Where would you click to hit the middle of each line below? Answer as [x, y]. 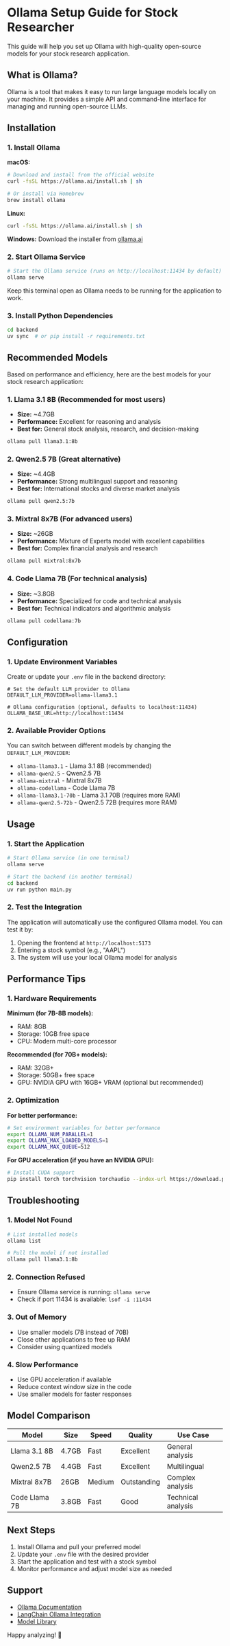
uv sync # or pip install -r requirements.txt [76, 337]
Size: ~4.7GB [36, 414]
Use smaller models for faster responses [74, 1394]
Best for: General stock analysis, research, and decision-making [108, 429]
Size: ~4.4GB [36, 474]
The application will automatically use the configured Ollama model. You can [115, 922]
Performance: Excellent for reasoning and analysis [89, 422]
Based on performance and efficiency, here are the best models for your [109, 374]
